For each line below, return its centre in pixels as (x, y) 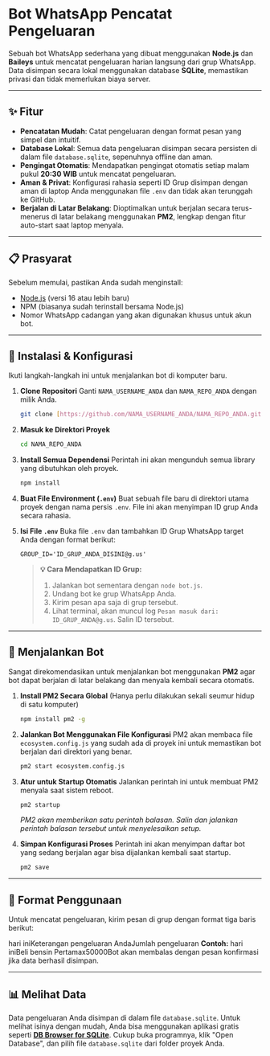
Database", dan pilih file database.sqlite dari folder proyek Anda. (117, 1043)
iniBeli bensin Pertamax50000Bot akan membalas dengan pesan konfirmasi (133, 952)
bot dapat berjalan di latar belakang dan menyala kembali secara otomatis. (131, 680)
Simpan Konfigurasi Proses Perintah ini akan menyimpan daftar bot (132, 844)
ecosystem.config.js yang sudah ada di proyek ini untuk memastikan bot (141, 743)
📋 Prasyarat (40, 259)
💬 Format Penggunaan (65, 900)
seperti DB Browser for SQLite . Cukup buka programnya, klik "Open (121, 1034)
